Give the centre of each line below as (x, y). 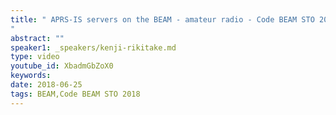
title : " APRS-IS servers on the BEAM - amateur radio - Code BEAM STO (162, 19)
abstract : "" (37, 38)
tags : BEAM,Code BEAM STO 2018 (75, 94)
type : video (35, 57)
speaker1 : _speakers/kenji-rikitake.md (93, 47)
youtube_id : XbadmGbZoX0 (62, 66)
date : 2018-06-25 (46, 85)
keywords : (31, 76)
